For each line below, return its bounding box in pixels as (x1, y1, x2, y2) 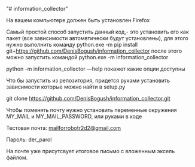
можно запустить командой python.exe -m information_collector (6, 54, 169, 60)
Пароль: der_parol (6, 136, 52, 143)
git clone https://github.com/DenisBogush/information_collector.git (6, 95, 170, 102)
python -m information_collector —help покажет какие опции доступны (6, 65, 185, 72)
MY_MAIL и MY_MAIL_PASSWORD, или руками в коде (6, 113, 142, 120)
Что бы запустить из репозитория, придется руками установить (6, 77, 170, 84)
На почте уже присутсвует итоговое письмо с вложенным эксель (6, 148, 175, 154)
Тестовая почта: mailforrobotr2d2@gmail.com (6, 125, 121, 131)
